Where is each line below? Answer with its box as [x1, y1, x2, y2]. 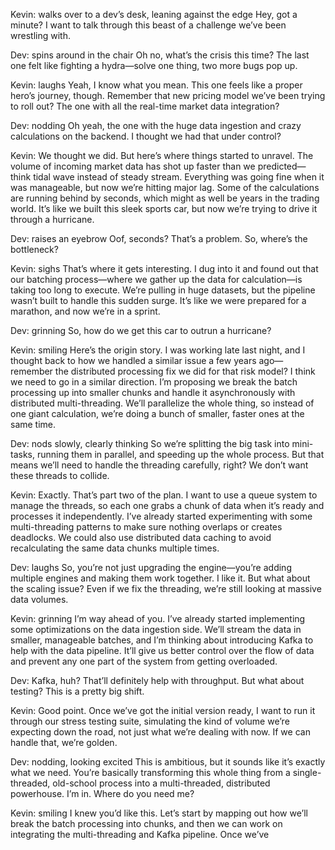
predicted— [257, 160, 307, 172]
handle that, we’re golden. [10, 737, 118, 748]
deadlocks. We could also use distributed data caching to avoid [10, 532, 272, 543]
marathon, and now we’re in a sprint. [10, 305, 161, 317]
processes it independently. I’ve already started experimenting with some [10, 510, 313, 522]
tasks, [10, 449, 36, 460]
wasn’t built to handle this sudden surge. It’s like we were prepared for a [10, 295, 307, 306]
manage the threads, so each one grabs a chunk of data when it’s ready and [10, 500, 325, 511]
